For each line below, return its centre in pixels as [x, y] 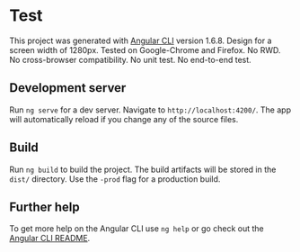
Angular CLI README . [50, 238]
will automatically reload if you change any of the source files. [124, 119]
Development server [68, 88]
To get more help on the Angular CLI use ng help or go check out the [137, 229]
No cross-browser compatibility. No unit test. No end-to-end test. [130, 59]
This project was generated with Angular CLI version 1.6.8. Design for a [141, 40]
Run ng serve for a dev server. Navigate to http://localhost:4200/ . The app [150, 110]
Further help [45, 207]
